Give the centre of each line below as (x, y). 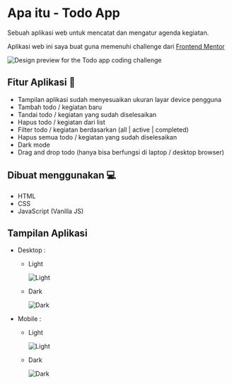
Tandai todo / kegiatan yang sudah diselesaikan (87, 114)
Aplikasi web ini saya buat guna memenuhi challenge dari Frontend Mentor (116, 46)
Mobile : (29, 319)
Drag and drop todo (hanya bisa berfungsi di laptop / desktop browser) (121, 152)
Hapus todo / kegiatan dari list (61, 122)
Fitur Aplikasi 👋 (41, 83)
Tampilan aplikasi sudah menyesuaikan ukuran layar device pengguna (119, 99)
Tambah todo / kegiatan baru (60, 107)
